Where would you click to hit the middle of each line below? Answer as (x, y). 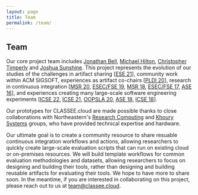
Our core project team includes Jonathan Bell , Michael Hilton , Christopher (97, 61)
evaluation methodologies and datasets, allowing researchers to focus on (96, 160)
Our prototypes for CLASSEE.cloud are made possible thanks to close (92, 111)
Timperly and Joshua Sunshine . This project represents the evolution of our (99, 68)
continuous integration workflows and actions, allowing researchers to (92, 141)
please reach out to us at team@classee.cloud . (64, 186)
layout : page (22, 12)
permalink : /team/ (29, 23)
